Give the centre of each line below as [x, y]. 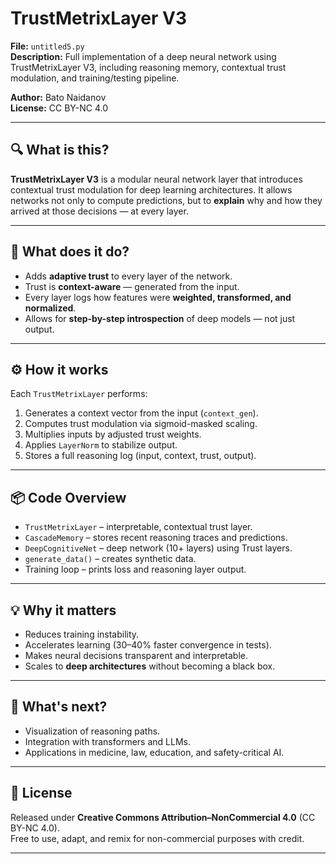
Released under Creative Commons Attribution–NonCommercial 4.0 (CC [163, 817]
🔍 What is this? [60, 150]
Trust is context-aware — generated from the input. [132, 286]
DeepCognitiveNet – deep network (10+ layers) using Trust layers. [158, 548]
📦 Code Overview [68, 497]
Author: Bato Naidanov [58, 97]
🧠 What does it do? [70, 252]
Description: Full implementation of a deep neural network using [143, 56]
